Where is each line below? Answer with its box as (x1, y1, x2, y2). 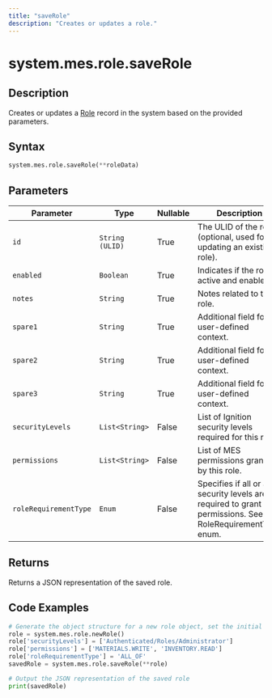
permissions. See (197, 509, 263, 519)
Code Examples (8, 601, 89, 615)
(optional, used (197, 231, 255, 243)
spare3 (12, 389, 38, 398)
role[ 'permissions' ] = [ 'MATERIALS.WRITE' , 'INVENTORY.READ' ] (8, 645, 223, 654)
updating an (197, 242, 243, 252)
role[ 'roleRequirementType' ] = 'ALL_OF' (8, 653, 147, 661)
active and (197, 275, 237, 286)
